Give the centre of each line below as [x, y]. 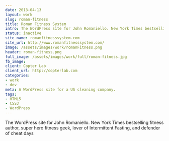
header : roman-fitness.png [33, 52]
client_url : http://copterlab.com [41, 71]
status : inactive [23, 33]
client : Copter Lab [26, 66]
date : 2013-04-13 [23, 10]
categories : [18, 76]
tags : [11, 94]
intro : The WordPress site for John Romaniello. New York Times [74, 29]
